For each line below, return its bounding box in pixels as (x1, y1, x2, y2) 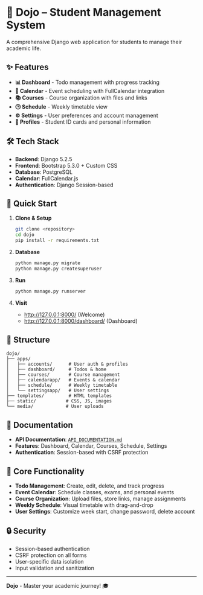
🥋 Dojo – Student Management (6, 5, 161, 19)
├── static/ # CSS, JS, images (6, 398, 112, 404)
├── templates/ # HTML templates (6, 393, 112, 399)
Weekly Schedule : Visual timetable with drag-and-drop (14, 501, 154, 509)
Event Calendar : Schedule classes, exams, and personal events (14, 489, 174, 496)
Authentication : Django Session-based (14, 181, 114, 188)
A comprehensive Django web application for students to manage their (6, 38, 182, 45)
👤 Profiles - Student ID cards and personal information (14, 118, 151, 126)
